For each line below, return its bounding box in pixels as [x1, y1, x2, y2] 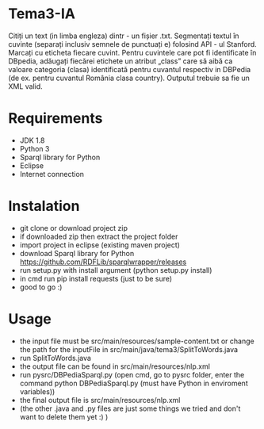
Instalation [8, 197, 80, 215]
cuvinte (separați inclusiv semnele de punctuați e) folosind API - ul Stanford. [8, 39, 258, 48]
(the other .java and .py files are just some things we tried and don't [19, 404, 241, 413]
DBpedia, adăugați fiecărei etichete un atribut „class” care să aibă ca [8, 56, 233, 66]
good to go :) [19, 282, 63, 292]
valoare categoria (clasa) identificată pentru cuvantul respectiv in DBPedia [8, 64, 251, 74]
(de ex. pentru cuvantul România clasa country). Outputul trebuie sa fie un [8, 73, 250, 82]
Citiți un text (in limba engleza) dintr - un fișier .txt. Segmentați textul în [8, 31, 239, 40]
